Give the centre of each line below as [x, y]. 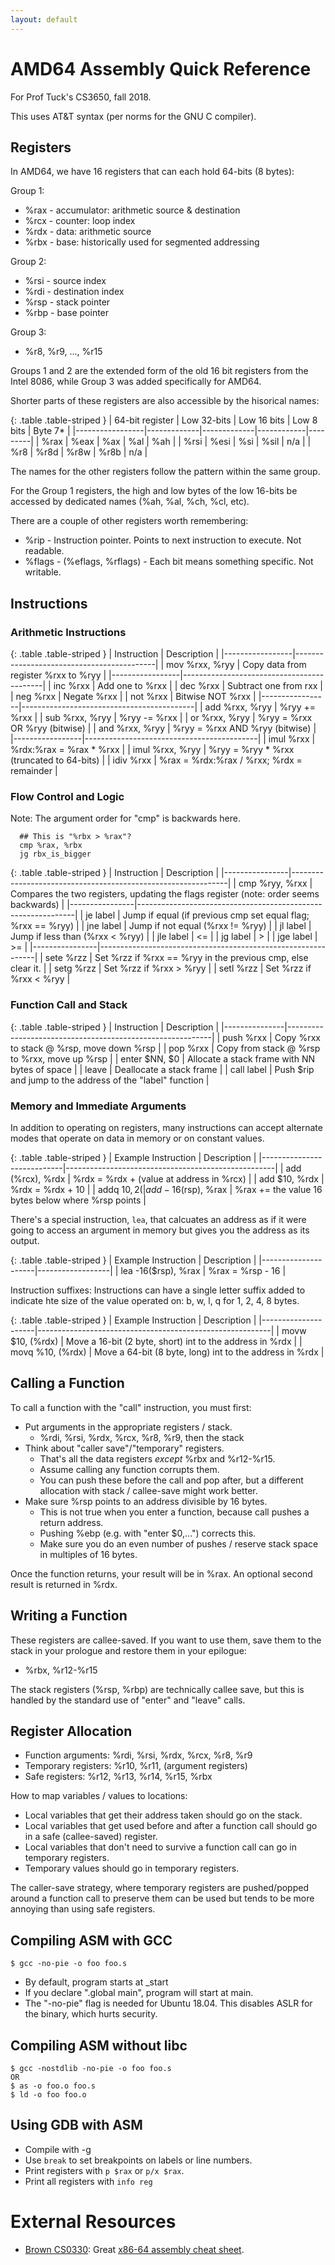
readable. [44, 551]
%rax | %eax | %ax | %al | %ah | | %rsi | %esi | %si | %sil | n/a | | [176, 442]
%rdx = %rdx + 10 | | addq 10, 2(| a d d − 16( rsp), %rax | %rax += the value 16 [166, 1189]
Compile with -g [58, 2149]
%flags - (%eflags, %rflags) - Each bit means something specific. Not [169, 562]
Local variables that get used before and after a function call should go [171, 1826]
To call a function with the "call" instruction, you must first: [131, 1407]
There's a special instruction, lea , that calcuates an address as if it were [158, 1219]
